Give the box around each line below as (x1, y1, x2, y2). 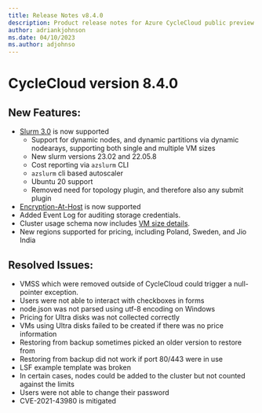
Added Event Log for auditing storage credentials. (19, 210, 181, 220)
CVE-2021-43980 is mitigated (19, 396, 116, 405)
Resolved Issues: (8, 258, 94, 271)
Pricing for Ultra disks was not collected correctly (19, 312, 180, 322)
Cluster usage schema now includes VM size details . (19, 219, 191, 228)
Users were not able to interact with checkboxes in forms (19, 296, 205, 305)
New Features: (8, 105, 81, 119)
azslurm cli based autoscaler (31, 168, 124, 178)
